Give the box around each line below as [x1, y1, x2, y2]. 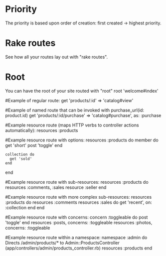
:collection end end [5, 204, 45, 210]
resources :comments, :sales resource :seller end [5, 184, 107, 190]
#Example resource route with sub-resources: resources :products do [5, 179, 149, 185]
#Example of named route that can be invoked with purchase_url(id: [5, 107, 145, 113]
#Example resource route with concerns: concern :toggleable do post [5, 214, 148, 220]
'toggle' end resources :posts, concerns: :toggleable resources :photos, [5, 219, 153, 225]
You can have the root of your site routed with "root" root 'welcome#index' [5, 88, 159, 94]
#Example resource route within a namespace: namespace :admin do [5, 234, 148, 240]
